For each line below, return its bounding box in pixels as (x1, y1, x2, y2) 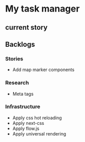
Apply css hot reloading (12, 114, 62, 121)
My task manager (5, 3, 80, 15)
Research (5, 79, 29, 86)
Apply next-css (12, 120, 44, 126)
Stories (5, 55, 24, 62)
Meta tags (12, 91, 34, 97)
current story (5, 23, 48, 32)
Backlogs (5, 40, 35, 48)
